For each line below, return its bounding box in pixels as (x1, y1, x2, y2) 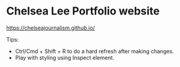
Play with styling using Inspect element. (15, 54, 115, 61)
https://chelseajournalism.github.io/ (6, 24, 95, 31)
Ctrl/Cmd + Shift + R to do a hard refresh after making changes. (15, 47, 175, 55)
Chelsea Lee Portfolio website (6, 4, 160, 18)
